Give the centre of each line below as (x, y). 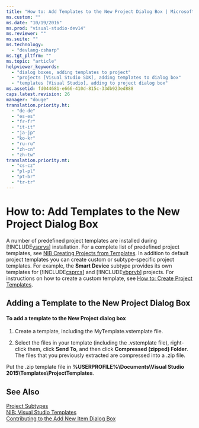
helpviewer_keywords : (33, 67)
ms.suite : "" (22, 39)
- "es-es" (23, 116)
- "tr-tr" (23, 182)
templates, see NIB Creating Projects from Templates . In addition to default (97, 253)
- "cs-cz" (23, 166)
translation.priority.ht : (38, 105)
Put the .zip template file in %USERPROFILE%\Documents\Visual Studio (95, 367)
